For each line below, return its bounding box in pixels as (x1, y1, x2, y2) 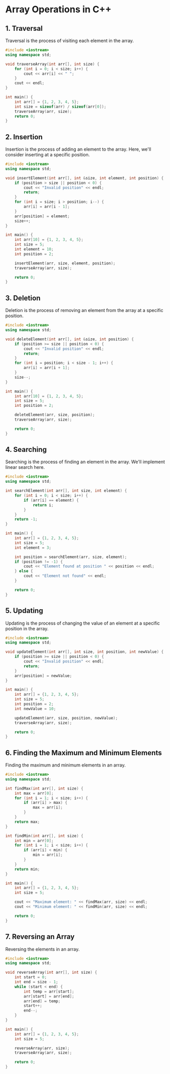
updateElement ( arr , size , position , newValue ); (14, 715, 118, 720)
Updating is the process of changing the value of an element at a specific (5, 620, 160, 626)
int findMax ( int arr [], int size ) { (5, 786, 83, 791)
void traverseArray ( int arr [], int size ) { (5, 61, 100, 67)
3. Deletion (5, 294, 41, 302)
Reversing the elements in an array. (5, 946, 80, 952)
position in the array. (5, 625, 49, 631)
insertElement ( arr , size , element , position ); (14, 260, 116, 266)
